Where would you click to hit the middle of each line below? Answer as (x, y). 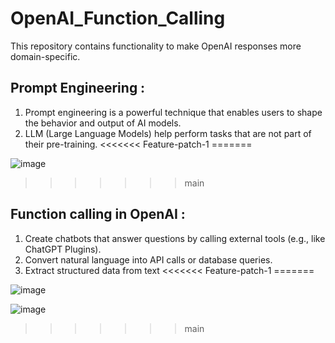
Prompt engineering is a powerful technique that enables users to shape (173, 112)
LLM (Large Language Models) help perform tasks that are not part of (168, 133)
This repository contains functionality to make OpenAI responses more (156, 46)
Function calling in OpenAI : (98, 214)
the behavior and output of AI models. (103, 123)
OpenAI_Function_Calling (118, 18)
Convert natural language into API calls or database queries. (148, 259)
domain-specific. (45, 56)
